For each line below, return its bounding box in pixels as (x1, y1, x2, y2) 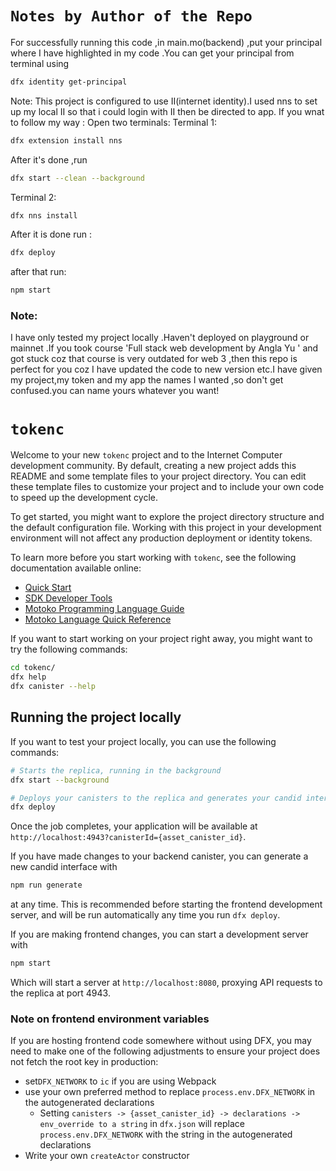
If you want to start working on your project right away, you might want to (10, 633, 313, 645)
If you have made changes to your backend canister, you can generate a (10, 850, 309, 862)
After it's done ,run (10, 153, 88, 166)
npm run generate (10, 880, 83, 891)
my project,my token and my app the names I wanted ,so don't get (10, 374, 284, 386)
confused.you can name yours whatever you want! (10, 385, 220, 397)
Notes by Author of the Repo (10, 7, 253, 26)
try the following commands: (10, 643, 128, 656)
